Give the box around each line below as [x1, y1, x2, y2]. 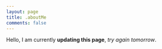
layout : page [6, 8, 39, 15]
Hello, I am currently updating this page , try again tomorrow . [6, 36, 157, 44]
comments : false [6, 20, 46, 26]
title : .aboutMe [6, 14, 46, 20]
